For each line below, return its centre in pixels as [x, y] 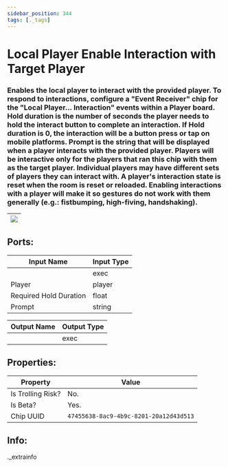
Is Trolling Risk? [36, 393]
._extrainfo [22, 457]
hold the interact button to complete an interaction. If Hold [106, 125]
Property [35, 382]
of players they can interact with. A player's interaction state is [114, 176]
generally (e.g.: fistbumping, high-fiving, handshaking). [102, 202]
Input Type [111, 261]
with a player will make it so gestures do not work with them [109, 194]
